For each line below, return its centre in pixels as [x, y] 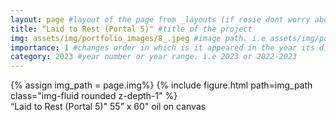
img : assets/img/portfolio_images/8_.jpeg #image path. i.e [138, 38]
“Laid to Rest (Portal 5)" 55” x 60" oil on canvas [108, 107]
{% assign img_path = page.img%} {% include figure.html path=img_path [161, 85]
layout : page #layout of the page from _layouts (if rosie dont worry [160, 19]
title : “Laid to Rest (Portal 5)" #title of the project [131, 29]
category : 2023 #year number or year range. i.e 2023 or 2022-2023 [154, 57]
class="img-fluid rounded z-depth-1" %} [94, 96]
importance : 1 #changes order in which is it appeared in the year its [162, 47]
